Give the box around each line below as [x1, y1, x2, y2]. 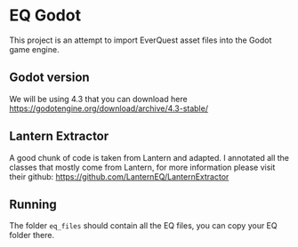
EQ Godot [9, 5, 82, 26]
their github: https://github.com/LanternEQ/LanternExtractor [9, 171, 230, 182]
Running [9, 196, 58, 211]
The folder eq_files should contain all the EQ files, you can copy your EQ [9, 220, 278, 231]
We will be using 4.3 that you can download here [9, 93, 189, 104]
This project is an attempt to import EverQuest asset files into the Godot [9, 35, 272, 45]
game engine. [9, 44, 60, 54]
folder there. [9, 230, 55, 241]
